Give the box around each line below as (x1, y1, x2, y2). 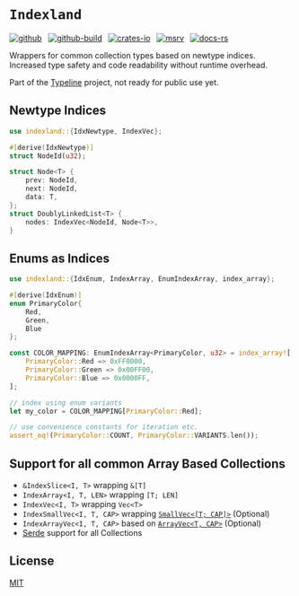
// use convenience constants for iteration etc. (9, 423, 199, 432)
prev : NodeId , (25, 176, 78, 185)
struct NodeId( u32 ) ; (9, 151, 87, 161)
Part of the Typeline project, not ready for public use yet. (9, 76, 219, 87)
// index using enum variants (9, 398, 123, 408)
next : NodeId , (25, 184, 78, 194)
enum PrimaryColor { (9, 299, 83, 308)
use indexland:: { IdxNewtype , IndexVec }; (9, 127, 163, 136)
